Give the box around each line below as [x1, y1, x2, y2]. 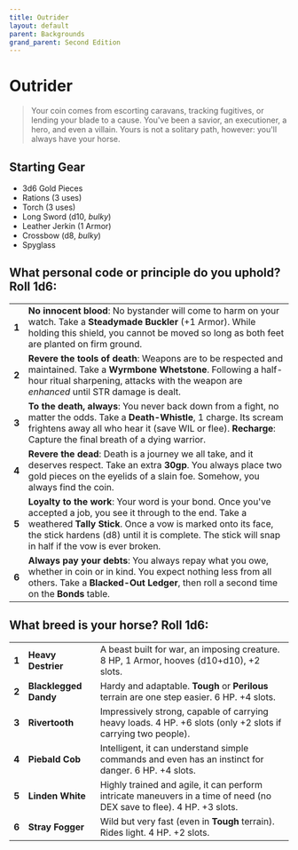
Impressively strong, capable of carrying [100, 705, 269, 718]
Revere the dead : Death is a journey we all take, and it [27, 448, 254, 460]
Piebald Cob [27, 752, 82, 765]
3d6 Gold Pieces [21, 183, 83, 194]
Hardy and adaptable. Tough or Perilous [100, 679, 269, 692]
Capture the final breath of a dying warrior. [27, 433, 207, 445]
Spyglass [21, 240, 56, 250]
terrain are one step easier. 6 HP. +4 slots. [100, 690, 277, 703]
